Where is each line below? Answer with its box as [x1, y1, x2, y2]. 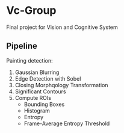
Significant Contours [14, 88, 66, 95]
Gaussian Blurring [14, 69, 60, 76]
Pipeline [6, 41, 38, 51]
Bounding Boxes [23, 101, 65, 108]
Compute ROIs [14, 94, 51, 101]
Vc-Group [6, 4, 57, 17]
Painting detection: [6, 57, 53, 64]
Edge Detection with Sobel [14, 75, 81, 82]
